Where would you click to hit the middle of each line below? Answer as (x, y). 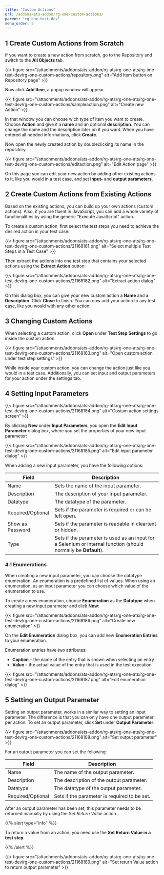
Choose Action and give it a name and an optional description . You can (77, 124)
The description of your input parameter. (101, 494)
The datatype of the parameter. (90, 502)
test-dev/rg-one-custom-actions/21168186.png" (53, 620)
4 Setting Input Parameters (47, 394)
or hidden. (66, 530)
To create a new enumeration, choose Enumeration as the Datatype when (80, 600)
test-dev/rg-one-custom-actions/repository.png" (54, 75)
